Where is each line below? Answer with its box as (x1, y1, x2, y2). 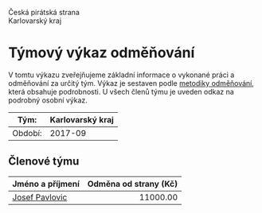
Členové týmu (8, 155, 80, 168)
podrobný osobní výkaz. (8, 95, 88, 105)
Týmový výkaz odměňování (8, 44, 195, 62)
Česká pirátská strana (8, 8, 80, 17)
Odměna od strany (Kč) (87, 178, 178, 189)
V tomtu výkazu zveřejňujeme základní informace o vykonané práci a (8, 70, 235, 79)
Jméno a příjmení (12, 178, 80, 189)
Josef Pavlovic (12, 192, 68, 203)
